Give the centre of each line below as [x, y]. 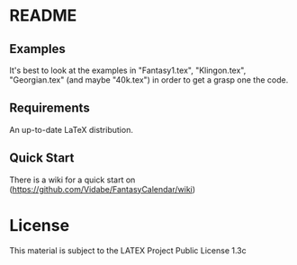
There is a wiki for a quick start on [72, 180]
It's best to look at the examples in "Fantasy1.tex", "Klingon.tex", [128, 70]
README [43, 16]
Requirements [49, 108]
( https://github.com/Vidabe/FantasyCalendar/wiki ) [103, 189]
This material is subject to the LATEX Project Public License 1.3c [128, 250]
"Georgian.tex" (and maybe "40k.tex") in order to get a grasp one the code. [149, 80]
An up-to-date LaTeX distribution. [71, 129]
